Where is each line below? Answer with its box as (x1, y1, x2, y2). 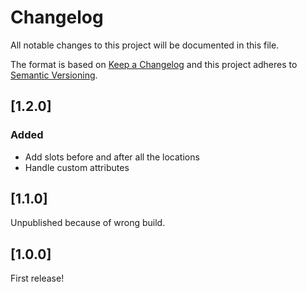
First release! (10, 272, 65, 285)
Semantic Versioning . (10, 69, 98, 81)
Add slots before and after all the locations (24, 151, 200, 163)
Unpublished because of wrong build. (10, 217, 166, 229)
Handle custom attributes (24, 161, 130, 173)
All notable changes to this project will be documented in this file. (10, 39, 280, 51)
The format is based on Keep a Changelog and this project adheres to (10, 58, 298, 70)
